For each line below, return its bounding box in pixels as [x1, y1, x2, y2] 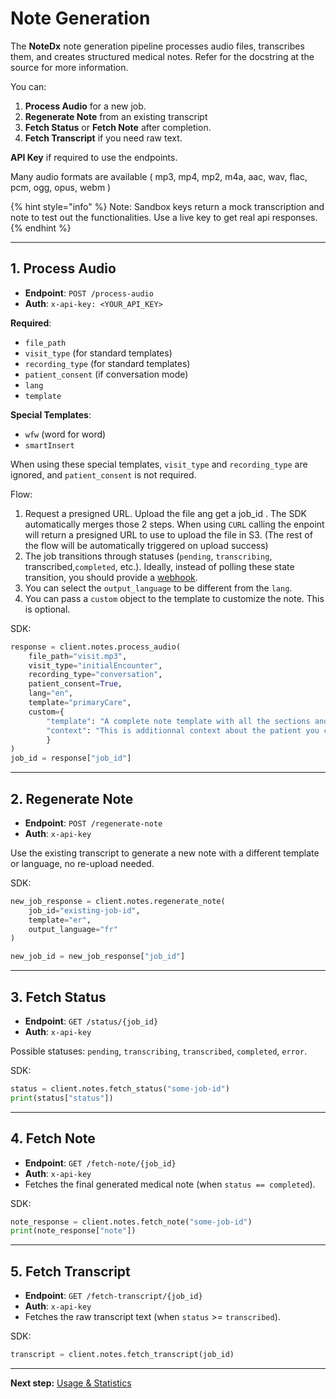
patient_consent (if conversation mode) [24, 368, 189, 380]
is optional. [24, 603, 71, 615]
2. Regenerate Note [10, 790, 134, 807]
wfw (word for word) [24, 428, 107, 440]
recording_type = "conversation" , [28, 670, 163, 680]
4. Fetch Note [10, 1130, 96, 1147]
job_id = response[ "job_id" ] [10, 753, 132, 764]
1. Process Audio [10, 260, 117, 277]
